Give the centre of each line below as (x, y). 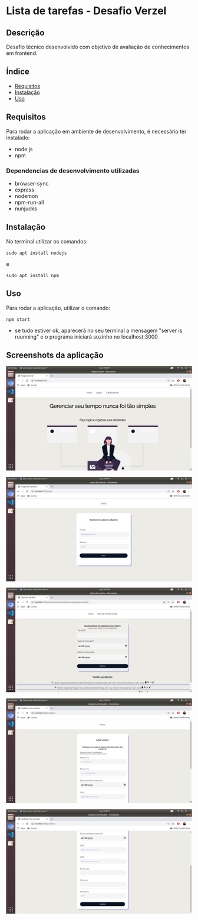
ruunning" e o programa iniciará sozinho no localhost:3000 (86, 337)
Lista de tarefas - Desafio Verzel (86, 11)
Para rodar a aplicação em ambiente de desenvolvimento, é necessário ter (96, 131)
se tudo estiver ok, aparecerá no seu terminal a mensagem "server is (98, 330)
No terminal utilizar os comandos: (47, 241)
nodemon (26, 196)
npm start (18, 319)
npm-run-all (29, 202)
